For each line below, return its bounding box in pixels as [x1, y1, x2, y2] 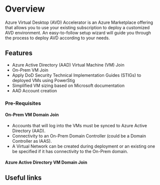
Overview [5, 3, 45, 15]
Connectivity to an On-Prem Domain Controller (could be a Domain [12, 133, 146, 139]
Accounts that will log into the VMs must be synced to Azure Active [12, 122, 147, 128]
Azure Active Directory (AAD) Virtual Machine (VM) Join [12, 62, 125, 67]
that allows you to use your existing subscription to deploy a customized [5, 24, 150, 30]
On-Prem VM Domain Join [5, 112, 59, 118]
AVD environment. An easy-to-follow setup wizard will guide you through [5, 30, 151, 35]
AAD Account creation [12, 87, 57, 93]
